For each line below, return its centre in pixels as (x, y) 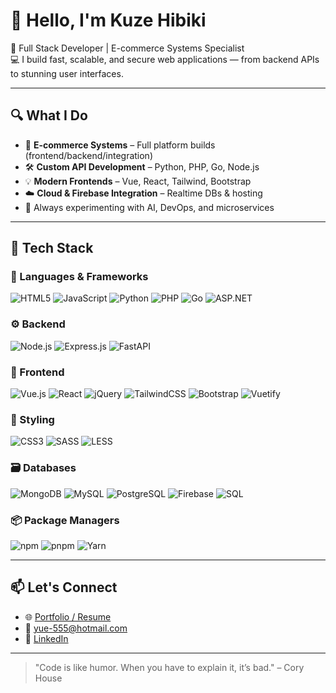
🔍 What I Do (49, 115)
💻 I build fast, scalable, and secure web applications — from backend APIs (165, 59)
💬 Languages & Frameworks (79, 277)
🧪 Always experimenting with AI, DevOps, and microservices (149, 207)
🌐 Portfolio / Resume (68, 616)
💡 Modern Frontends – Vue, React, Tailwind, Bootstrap (138, 181)
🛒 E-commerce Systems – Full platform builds (120, 145)
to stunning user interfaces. (67, 73)
